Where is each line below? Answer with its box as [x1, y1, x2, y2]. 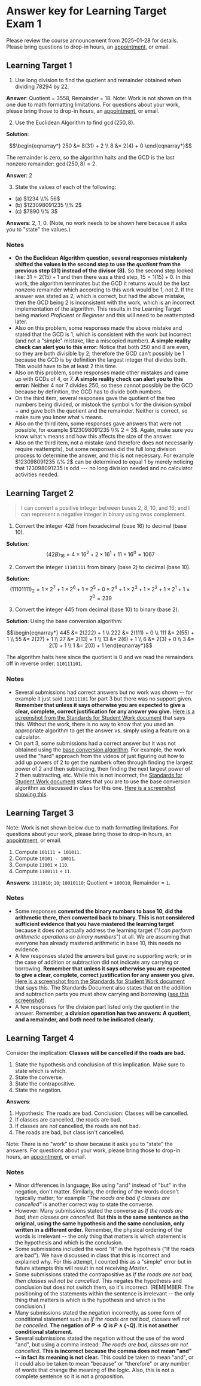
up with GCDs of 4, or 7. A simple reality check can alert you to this [14, 375, 184, 383]
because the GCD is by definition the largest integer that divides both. [14, 356, 187, 363]
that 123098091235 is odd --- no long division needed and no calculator [14, 465, 193, 472]
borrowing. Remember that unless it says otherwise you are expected [14, 964, 191, 972]
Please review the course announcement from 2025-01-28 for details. [6, 37, 178, 44]
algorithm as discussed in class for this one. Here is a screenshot [14, 784, 176, 791]
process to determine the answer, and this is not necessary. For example [14, 452, 194, 459]
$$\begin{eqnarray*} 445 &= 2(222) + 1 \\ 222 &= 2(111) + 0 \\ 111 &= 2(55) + [7, 629, 194, 636]
